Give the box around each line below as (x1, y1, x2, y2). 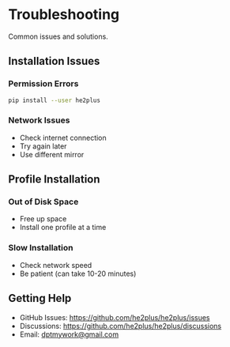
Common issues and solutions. (8, 32, 108, 41)
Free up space (19, 214, 67, 224)
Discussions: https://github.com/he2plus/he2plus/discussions (19, 321, 222, 330)
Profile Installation (8, 172, 100, 187)
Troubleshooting (8, 6, 120, 24)
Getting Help (8, 292, 72, 305)
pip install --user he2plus (8, 96, 101, 104)
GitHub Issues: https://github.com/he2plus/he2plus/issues (19, 312, 211, 322)
